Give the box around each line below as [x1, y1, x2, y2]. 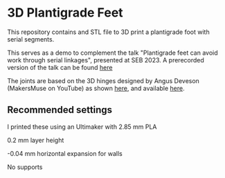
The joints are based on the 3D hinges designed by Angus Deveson [7, 76, 199, 84]
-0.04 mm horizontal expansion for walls [7, 149, 123, 157]
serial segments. [7, 35, 55, 43]
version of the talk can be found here [7, 63, 113, 71]
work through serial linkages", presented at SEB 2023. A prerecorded [7, 55, 204, 64]
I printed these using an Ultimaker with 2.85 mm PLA [7, 123, 157, 131]
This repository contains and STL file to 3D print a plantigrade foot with [7, 28, 210, 36]
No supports [7, 163, 43, 171]
